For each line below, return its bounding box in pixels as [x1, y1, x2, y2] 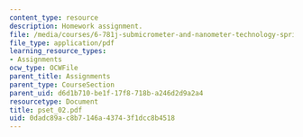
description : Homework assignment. [9, 22, 143, 31]
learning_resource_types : [9, 47, 106, 56]
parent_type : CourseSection [9, 80, 115, 89]
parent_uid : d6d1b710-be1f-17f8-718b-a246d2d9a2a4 [9, 88, 204, 97]
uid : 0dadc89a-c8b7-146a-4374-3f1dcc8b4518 [9, 114, 176, 123]
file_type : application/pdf [9, 38, 115, 48]
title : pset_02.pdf [9, 105, 83, 114]
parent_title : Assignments [9, 72, 111, 81]
